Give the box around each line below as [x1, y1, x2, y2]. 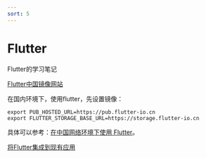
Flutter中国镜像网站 [7, 79, 63, 88]
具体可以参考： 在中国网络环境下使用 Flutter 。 [7, 128, 139, 136]
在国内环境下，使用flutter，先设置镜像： [7, 94, 124, 103]
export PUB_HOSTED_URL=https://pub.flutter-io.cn [7, 108, 156, 116]
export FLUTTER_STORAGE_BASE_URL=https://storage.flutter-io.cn [7, 114, 200, 121]
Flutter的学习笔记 [7, 65, 58, 73]
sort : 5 [7, 10, 30, 18]
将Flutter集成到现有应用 [7, 143, 76, 151]
